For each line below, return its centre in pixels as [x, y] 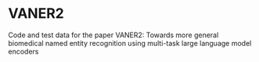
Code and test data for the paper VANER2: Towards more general [113, 35]
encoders [23, 51]
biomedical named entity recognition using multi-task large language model [130, 43]
